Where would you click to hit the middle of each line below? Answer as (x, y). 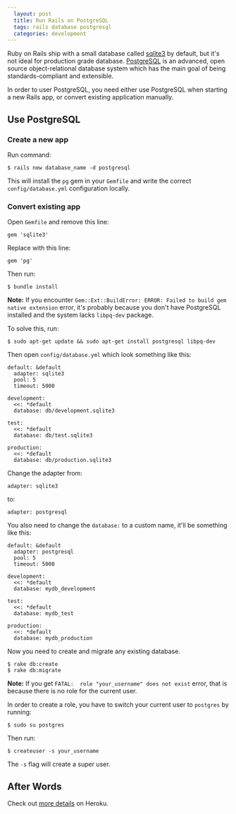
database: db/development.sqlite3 (64, 411)
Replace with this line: (39, 248)
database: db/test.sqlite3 (53, 436)
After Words (35, 786)
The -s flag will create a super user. (59, 764)
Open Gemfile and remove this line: (58, 222)
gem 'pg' (20, 261)
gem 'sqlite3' (28, 235)
